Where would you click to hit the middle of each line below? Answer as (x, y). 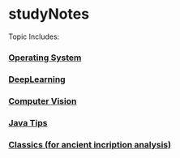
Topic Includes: (34, 36)
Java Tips (28, 122)
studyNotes (49, 14)
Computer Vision (43, 100)
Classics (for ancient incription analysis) (90, 144)
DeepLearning (37, 79)
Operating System (45, 58)
